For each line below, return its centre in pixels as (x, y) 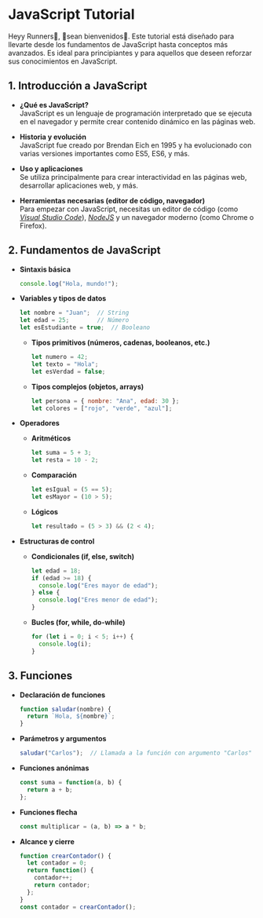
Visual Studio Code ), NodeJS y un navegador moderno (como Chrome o (137, 217)
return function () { (60, 870)
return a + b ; (50, 790)
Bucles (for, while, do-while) (78, 623)
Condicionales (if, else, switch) (83, 556)
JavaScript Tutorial (71, 15)
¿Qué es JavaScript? (54, 104)
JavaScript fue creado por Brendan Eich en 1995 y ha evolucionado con (135, 145)
